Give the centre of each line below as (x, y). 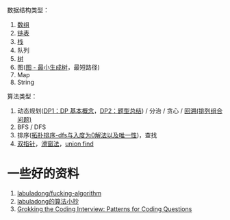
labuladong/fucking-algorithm (59, 193)
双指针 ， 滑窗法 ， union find (55, 143)
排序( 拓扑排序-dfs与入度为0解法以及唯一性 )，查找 (87, 135)
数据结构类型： (28, 10)
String (26, 82)
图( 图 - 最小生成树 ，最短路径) (59, 67)
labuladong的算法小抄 (48, 201)
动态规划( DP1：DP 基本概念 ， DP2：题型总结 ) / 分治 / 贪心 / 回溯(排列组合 (120, 111)
